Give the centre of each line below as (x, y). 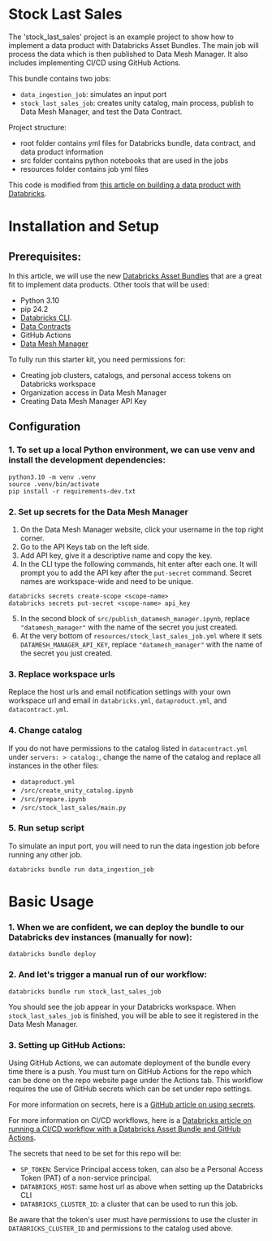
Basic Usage (51, 901)
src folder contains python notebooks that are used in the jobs (124, 160)
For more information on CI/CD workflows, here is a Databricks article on (130, 1120)
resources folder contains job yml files (84, 169)
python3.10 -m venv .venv (52, 477)
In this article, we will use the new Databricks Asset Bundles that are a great (135, 276)
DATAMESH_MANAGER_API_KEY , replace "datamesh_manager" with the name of (141, 644)
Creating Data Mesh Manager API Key (84, 401)
